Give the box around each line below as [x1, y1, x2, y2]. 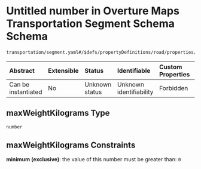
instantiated [9, 88, 42, 96]
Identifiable [117, 66, 151, 75]
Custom [159, 63, 182, 71]
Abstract [9, 66, 35, 75]
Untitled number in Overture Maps [6, 4, 179, 18]
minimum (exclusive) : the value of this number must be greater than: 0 [6, 156, 181, 163]
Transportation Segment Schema [6, 17, 175, 30]
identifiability [117, 88, 154, 96]
